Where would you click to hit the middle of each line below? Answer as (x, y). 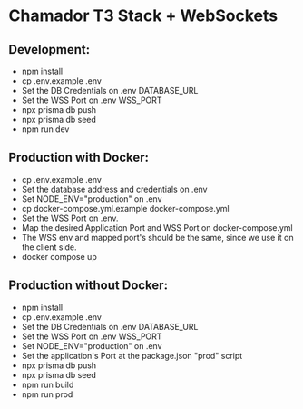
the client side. (49, 247)
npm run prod (47, 394)
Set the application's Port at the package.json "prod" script (132, 355)
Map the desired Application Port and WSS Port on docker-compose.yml (157, 227)
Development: (49, 50)
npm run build (48, 384)
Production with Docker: (79, 158)
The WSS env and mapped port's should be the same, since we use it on (157, 237)
